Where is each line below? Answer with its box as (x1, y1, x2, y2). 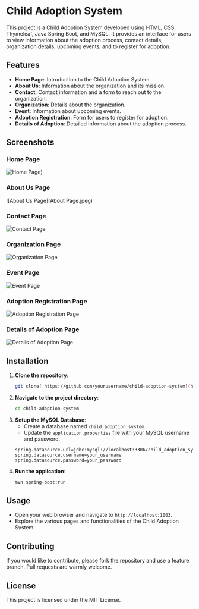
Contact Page (6, 212, 46, 220)
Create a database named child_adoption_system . (23, 422, 146, 429)
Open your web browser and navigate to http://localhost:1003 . (14, 511, 172, 519)
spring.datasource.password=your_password (14, 457, 122, 463)
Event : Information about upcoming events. (14, 107, 122, 114)
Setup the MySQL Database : (14, 416, 86, 423)
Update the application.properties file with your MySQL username (23, 429, 190, 436)
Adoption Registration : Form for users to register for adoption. (14, 114, 169, 121)
